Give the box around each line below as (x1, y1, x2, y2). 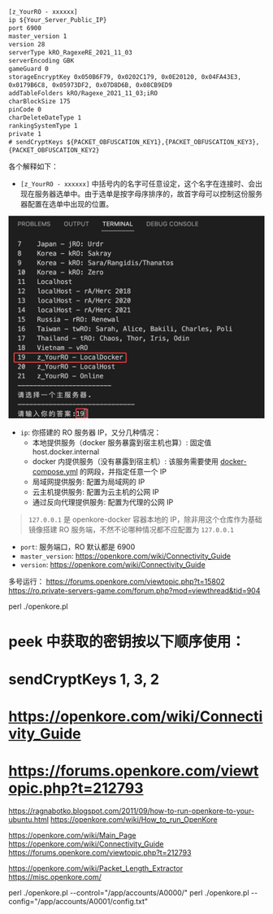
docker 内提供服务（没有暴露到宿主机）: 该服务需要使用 (32, 456, 219, 466)
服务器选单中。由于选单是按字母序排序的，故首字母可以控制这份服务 (34, 189, 262, 199)
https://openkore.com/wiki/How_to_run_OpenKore (50, 815, 218, 824)
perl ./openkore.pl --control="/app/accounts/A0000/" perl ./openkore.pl (8, 888, 249, 898)
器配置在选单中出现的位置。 (19, 199, 114, 208)
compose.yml (32, 466, 79, 476)
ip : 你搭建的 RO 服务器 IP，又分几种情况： (19, 427, 162, 437)
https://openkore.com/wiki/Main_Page (8, 830, 136, 841)
